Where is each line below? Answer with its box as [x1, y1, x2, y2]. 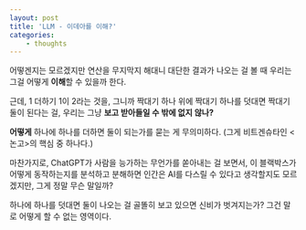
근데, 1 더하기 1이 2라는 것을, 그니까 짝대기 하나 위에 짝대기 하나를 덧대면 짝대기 [9, 96, 290, 107]
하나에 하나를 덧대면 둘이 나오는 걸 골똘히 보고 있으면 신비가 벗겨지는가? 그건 [9, 200, 281, 211]
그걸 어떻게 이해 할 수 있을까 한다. [9, 77, 127, 88]
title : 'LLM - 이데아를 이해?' [9, 22, 117, 31]
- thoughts [26, 38, 68, 48]
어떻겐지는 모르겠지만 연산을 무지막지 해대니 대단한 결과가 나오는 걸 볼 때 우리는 [9, 65, 292, 76]
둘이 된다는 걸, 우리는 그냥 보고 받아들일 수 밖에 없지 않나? [9, 107, 215, 119]
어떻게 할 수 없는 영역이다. [18, 211, 112, 222]
